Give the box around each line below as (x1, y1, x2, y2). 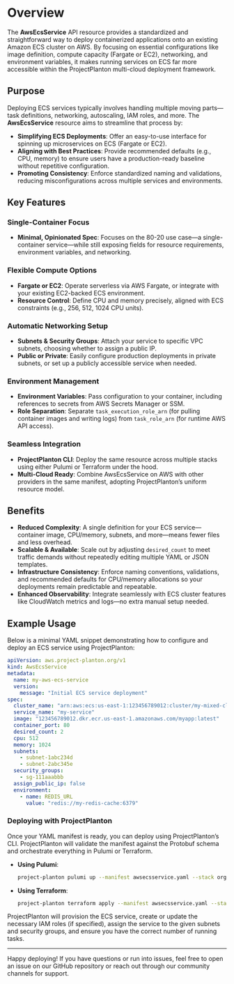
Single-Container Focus (7, 217, 90, 227)
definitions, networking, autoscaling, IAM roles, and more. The (20, 111, 200, 119)
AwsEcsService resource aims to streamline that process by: (7, 118, 183, 127)
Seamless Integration (7, 439, 81, 449)
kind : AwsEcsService (7, 663, 68, 670)
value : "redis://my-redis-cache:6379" (25, 799, 139, 806)
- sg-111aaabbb (19, 774, 64, 781)
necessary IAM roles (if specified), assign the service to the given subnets (7, 920, 221, 928)
